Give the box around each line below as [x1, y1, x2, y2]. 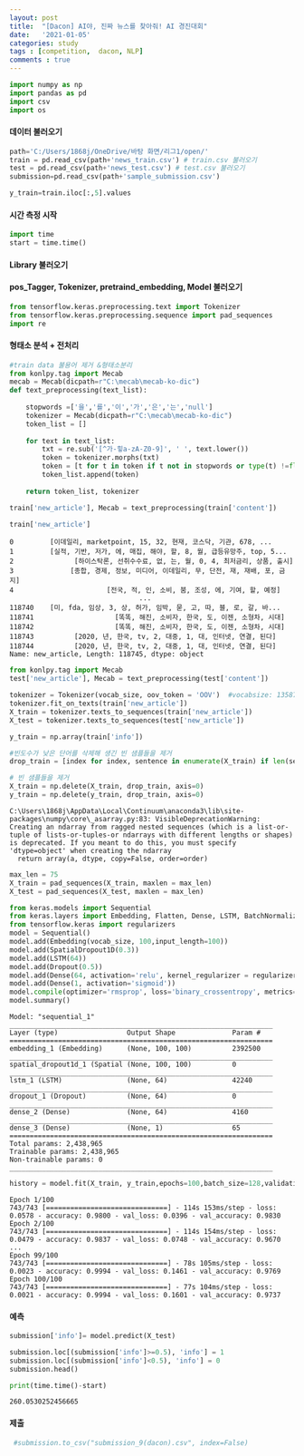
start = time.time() [9, 238, 88, 248]
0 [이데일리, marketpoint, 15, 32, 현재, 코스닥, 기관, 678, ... [9, 538, 272, 547]
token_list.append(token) [42, 471, 140, 480]
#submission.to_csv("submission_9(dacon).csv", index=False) [13, 1438, 249, 1447]
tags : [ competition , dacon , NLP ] [9, 47, 144, 56]
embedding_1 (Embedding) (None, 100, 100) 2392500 [9, 1044, 261, 1053]
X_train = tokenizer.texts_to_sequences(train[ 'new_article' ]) [9, 707, 253, 716]
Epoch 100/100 [9, 1275, 63, 1284]
